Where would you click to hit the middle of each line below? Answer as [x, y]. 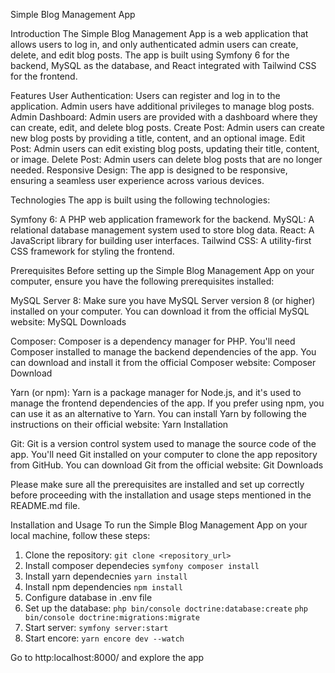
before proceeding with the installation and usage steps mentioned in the [161, 495]
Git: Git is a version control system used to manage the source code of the [163, 443]
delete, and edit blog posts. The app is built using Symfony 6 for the [150, 55]
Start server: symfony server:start [96, 627]
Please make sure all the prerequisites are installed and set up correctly [157, 484]
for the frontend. [44, 76]
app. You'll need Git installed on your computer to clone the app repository [164, 454]
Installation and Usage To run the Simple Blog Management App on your [159, 525]
